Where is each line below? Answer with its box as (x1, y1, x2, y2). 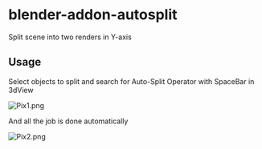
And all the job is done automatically (8, 116, 129, 126)
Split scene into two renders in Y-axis (8, 32, 133, 42)
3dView (8, 85, 34, 95)
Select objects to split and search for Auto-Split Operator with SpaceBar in (8, 76, 255, 86)
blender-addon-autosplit (8, 6, 178, 24)
